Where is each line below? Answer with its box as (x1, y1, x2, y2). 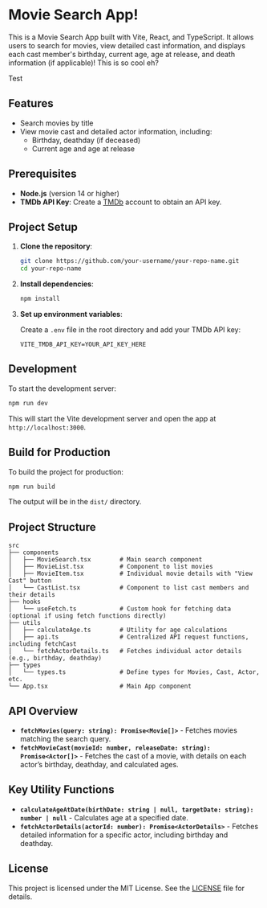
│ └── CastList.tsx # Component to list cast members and (8, 584, 249, 592)
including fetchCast (8, 640, 78, 648)
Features (8, 97, 54, 110)
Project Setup (8, 220, 79, 234)
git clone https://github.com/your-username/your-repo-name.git (19, 257, 240, 265)
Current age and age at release (31, 143, 135, 154)
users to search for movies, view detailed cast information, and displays (8, 40, 246, 50)
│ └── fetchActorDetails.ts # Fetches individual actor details (8, 647, 242, 655)
